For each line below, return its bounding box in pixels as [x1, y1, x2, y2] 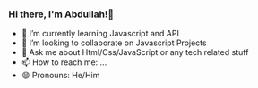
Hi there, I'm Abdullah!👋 [8, 8, 115, 20]
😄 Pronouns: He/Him [21, 70, 100, 81]
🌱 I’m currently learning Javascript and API [21, 28, 180, 39]
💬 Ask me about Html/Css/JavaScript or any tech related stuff [21, 47, 249, 58]
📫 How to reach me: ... [21, 57, 107, 68]
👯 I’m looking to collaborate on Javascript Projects [21, 37, 207, 48]
